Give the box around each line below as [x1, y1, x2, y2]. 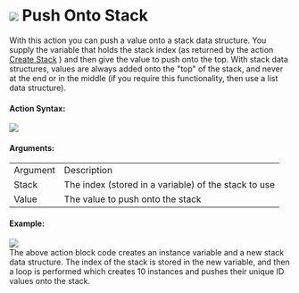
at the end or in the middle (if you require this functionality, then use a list [9, 72, 278, 83]
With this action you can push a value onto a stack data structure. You [9, 35, 267, 46]
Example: [9, 218, 46, 229]
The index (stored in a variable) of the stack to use [63, 179, 275, 191]
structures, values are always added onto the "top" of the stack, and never [9, 63, 284, 74]
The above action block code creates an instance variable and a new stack [9, 247, 285, 257]
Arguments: [9, 142, 55, 153]
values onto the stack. [9, 275, 91, 286]
